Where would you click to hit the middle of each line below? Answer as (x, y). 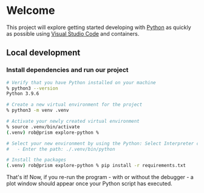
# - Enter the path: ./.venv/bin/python (61, 149)
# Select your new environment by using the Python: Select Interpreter (100, 143)
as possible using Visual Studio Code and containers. (73, 33)
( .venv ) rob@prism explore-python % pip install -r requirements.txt (96, 166)
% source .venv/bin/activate (43, 127)
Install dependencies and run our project (67, 70)
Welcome (31, 11)
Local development (43, 53)
